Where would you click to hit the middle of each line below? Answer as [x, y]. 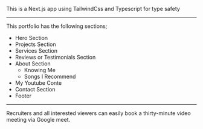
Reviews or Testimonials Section [55, 57]
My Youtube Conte [38, 83]
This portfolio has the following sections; [57, 26]
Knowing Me [40, 70]
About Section [33, 64]
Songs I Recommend [50, 76]
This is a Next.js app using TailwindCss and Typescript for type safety [93, 9]
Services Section [36, 51]
